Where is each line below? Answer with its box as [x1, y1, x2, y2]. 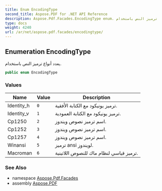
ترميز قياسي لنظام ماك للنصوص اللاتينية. [55, 149, 139, 156]
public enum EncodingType [5, 70, 57, 75]
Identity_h [7, 102, 30, 109]
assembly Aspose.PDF [12, 180, 57, 186]
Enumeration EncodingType [5, 48, 91, 56]
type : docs [5, 20, 27, 26]
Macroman [7, 149, 33, 156]
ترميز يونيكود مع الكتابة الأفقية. [55, 102, 118, 109]
